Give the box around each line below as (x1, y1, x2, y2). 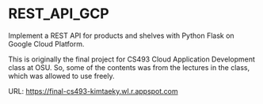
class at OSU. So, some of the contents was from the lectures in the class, (8, 62, 250, 72)
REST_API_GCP (8, 5, 109, 23)
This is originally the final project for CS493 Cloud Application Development (8, 54, 256, 64)
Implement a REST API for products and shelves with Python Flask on (8, 31, 235, 40)
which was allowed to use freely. (8, 71, 115, 80)
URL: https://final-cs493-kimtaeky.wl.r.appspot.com (8, 86, 178, 95)
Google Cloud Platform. (8, 39, 85, 48)
